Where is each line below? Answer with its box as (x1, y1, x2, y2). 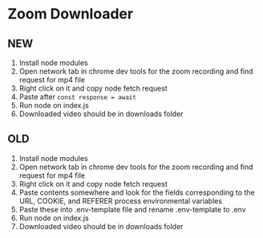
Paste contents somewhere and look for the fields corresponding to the (18, 188, 255, 197)
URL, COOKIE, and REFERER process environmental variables (18, 196, 222, 205)
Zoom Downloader (7, 5, 134, 23)
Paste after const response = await (18, 92, 137, 101)
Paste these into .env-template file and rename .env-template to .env (18, 204, 246, 214)
